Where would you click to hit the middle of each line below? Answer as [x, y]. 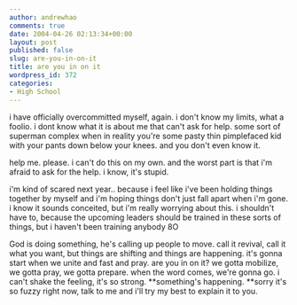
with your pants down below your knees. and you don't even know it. [135, 145]
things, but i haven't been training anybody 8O [94, 226]
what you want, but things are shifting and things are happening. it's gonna [146, 253]
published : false [41, 51]
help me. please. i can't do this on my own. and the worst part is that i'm [141, 162]
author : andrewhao [43, 17]
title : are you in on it [55, 67]
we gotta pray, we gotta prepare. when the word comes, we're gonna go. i [145, 272]
